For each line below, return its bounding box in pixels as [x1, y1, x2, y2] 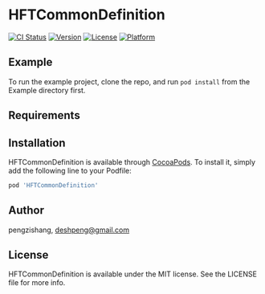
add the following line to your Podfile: [8, 165, 132, 175]
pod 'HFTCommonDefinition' [8, 181, 99, 190]
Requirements [8, 108, 80, 122]
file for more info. [8, 278, 66, 288]
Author [8, 203, 44, 218]
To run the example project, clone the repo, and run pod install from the [8, 76, 251, 86]
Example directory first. [8, 85, 86, 95]
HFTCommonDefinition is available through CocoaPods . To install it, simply [8, 157, 255, 166]
